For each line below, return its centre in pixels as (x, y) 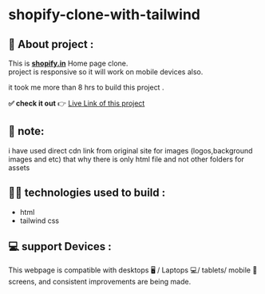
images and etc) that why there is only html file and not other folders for (127, 159)
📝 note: (26, 131)
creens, (23, 282)
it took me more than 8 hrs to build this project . (86, 87)
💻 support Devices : (60, 246)
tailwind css (40, 220)
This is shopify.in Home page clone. (68, 63)
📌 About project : (51, 44)
